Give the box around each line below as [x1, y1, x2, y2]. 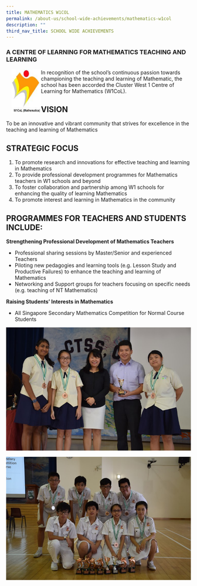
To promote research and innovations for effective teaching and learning [14, 159, 190, 166]
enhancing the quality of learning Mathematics [14, 190, 127, 197]
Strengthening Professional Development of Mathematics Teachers [6, 238, 174, 245]
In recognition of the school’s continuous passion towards [40, 69, 181, 76]
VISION [40, 104, 69, 114]
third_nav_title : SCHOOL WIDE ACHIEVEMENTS [6, 28, 114, 34]
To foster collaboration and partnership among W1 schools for [14, 184, 165, 191]
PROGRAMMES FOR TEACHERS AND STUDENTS [6, 213, 186, 223]
